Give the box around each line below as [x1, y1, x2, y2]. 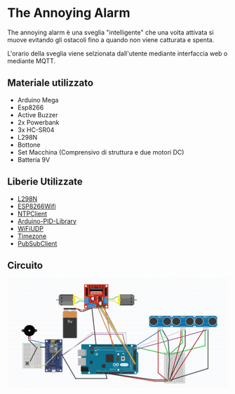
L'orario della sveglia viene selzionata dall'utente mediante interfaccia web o [7, 49, 228, 58]
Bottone [17, 140, 41, 149]
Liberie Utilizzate [7, 176, 83, 188]
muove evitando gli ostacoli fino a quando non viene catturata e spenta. [7, 35, 215, 44]
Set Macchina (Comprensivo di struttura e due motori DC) [17, 147, 184, 156]
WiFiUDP [17, 224, 44, 232]
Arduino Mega [17, 96, 59, 104]
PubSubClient [17, 239, 58, 247]
